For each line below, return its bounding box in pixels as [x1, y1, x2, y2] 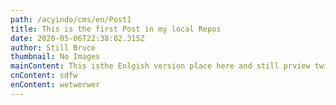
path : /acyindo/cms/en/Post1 [10, 14, 132, 25]
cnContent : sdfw [10, 71, 78, 81]
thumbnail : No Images [10, 52, 101, 62]
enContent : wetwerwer [10, 80, 101, 90]
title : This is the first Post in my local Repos [10, 24, 222, 34]
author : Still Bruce [10, 42, 97, 53]
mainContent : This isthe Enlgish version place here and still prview [10, 61, 311, 71]
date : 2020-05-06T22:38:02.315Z [10, 33, 145, 43]
